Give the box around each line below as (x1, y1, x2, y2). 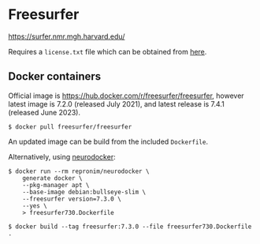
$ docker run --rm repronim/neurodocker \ (8, 167, 150, 175)
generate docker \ (22, 174, 83, 182)
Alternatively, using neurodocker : (8, 152, 116, 161)
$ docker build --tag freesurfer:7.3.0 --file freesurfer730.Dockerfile (8, 223, 252, 231)
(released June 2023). (8, 107, 81, 117)
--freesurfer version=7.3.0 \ (22, 195, 122, 203)
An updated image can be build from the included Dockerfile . (8, 137, 209, 146)
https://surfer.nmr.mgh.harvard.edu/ (8, 32, 125, 41)
